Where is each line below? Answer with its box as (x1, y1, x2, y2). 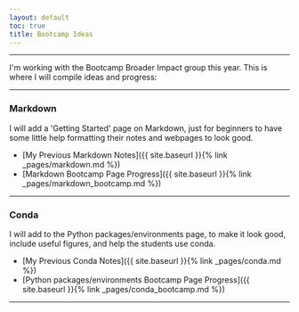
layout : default (9, 12, 69, 22)
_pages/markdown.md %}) (21, 159, 121, 169)
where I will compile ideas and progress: (9, 72, 158, 83)
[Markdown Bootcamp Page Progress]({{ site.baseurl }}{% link (21, 168, 252, 179)
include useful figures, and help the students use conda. (9, 238, 216, 249)
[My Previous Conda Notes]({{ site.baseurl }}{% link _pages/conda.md (21, 255, 282, 266)
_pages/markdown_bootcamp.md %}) (21, 177, 162, 188)
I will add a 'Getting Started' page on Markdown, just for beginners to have (9, 122, 283, 134)
